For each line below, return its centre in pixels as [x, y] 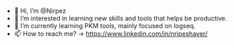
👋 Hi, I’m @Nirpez [40, 11]
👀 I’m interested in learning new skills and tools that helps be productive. [121, 18]
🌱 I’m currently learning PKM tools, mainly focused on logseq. [105, 26]
